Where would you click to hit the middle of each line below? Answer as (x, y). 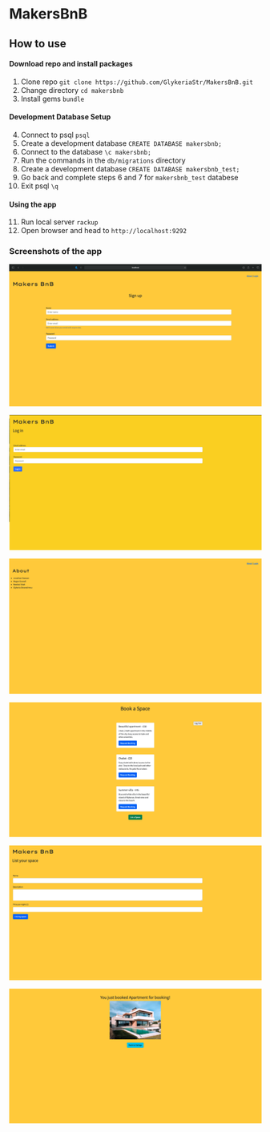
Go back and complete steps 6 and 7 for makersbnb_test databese (129, 177)
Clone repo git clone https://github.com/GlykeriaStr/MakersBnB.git (137, 82)
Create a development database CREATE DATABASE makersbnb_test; (130, 168)
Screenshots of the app (56, 252)
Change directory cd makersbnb (72, 90)
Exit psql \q (39, 186)
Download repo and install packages (71, 64)
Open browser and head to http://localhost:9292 (104, 231)
